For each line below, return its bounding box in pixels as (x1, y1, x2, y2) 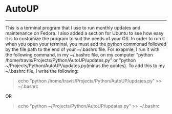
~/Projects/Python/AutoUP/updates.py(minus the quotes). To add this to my (5, 62, 165, 69)
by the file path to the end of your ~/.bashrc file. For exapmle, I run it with (5, 46, 160, 52)
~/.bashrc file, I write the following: (5, 68, 79, 74)
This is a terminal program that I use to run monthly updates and (5, 24, 141, 31)
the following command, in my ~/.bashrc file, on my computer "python (5, 51, 154, 58)
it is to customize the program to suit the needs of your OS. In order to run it (5, 35, 165, 41)
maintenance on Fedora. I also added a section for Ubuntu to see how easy (5, 30, 164, 36)
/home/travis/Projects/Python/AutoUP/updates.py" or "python (5, 57, 136, 63)
